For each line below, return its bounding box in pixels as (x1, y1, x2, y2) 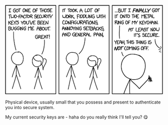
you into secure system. (5, 104, 55, 110)
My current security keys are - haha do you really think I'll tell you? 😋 (5, 114, 148, 120)
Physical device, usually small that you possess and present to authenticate (5, 99, 161, 105)
